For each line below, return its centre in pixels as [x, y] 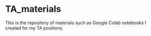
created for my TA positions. [34, 28]
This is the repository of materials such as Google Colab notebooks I [76, 23]
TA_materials [33, 9]
